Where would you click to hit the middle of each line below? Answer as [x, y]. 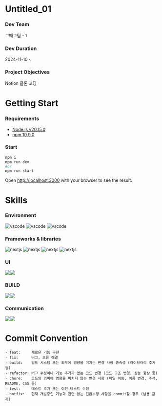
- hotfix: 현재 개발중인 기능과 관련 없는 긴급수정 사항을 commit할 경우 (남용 [77, 394]
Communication [24, 308]
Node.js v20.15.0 [29, 129]
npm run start [20, 171]
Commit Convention [47, 338]
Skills [16, 200]
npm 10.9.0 [23, 134]
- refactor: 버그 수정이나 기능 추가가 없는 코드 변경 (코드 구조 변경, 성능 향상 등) [81, 373]
